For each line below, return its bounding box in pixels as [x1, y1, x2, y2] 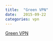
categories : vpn [5, 16, 39, 21]
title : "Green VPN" [5, 7, 49, 12]
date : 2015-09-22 [5, 12, 46, 17]
